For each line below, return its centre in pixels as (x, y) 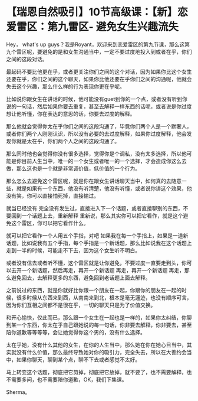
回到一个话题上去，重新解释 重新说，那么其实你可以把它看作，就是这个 (97, 216)
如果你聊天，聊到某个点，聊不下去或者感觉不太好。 (78, 359)
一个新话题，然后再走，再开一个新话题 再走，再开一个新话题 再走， (103, 270)
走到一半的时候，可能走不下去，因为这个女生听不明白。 (73, 250)
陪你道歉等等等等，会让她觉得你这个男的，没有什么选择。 (76, 332)
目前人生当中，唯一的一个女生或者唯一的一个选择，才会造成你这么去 (104, 161)
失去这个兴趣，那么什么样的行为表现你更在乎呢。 (65, 86)
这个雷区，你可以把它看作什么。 (50, 223)
